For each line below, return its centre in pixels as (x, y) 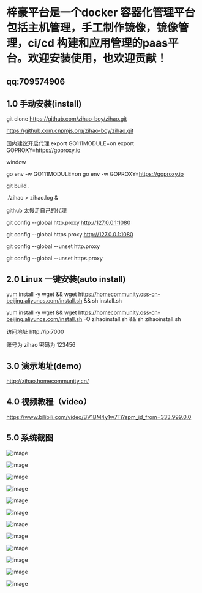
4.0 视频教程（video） (49, 402)
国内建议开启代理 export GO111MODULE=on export (70, 143)
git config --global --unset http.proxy (53, 246)
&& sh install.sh (103, 301)
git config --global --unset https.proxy (54, 259)
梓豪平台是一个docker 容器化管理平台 (101, 13)
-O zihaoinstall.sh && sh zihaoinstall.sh (132, 319)
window (16, 162)
